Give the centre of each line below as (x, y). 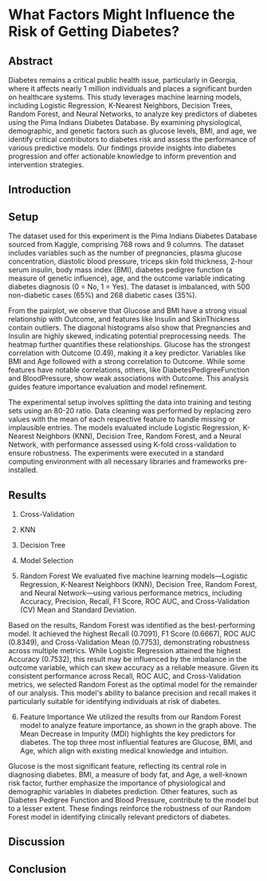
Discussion (37, 842)
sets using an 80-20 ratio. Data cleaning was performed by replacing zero (130, 411)
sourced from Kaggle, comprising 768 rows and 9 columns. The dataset (126, 245)
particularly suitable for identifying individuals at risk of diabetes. (115, 702)
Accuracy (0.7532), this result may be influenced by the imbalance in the (128, 660)
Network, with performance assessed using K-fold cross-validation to (122, 444)
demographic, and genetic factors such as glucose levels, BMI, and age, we (133, 131)
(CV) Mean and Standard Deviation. (78, 610)
